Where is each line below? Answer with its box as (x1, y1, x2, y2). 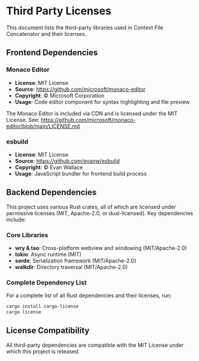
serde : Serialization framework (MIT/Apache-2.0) (14, 257, 136, 264)
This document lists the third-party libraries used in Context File (6, 24, 163, 31)
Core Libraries (6, 231, 49, 239)
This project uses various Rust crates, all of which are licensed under (6, 203, 176, 210)
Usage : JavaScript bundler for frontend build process (14, 170, 147, 177)
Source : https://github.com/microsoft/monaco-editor (14, 85, 146, 93)
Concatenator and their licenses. (6, 30, 87, 37)
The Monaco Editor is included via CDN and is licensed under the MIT (6, 109, 178, 117)
